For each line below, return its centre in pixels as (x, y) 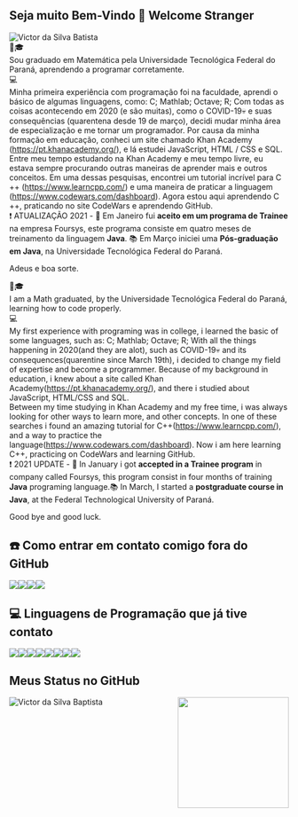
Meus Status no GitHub (74, 681)
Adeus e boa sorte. (44, 268)
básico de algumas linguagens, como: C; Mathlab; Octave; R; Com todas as (147, 101)
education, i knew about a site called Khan (86, 378)
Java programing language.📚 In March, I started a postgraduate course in (146, 486)
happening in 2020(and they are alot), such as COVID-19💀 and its (128, 350)
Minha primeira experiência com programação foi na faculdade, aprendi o (144, 91)
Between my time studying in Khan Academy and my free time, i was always (149, 406)
